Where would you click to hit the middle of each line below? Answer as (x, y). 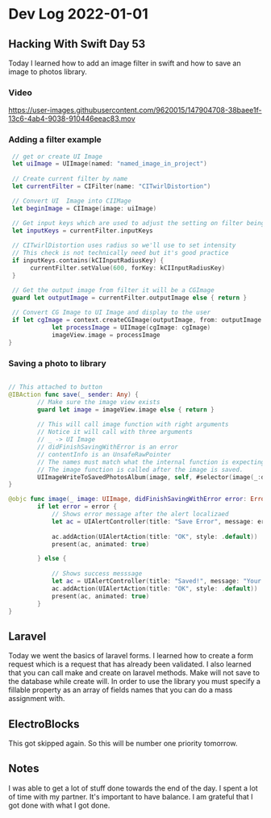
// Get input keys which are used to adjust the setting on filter (127, 223)
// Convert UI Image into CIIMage (71, 201)
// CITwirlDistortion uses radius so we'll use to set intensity (124, 246)
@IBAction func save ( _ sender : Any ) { (73, 394)
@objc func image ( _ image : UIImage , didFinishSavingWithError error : (128, 499)
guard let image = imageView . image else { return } (126, 409)
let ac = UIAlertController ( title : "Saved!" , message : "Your (156, 582)
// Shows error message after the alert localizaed (140, 514)
